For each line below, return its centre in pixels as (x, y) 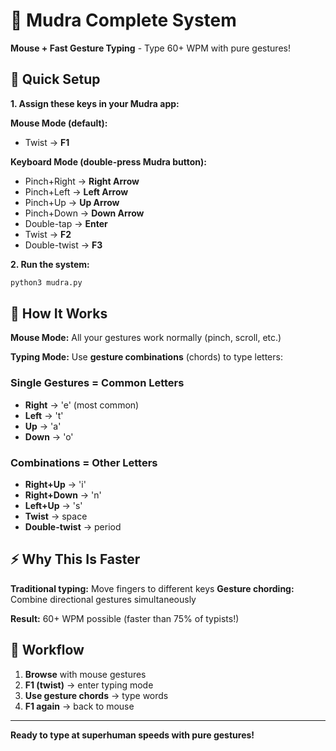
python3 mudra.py (46, 282)
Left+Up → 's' (53, 506)
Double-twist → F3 (63, 245)
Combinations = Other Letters (84, 462)
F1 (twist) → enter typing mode (89, 685)
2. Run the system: (50, 264)
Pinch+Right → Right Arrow (82, 181)
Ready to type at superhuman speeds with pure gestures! (132, 735)
